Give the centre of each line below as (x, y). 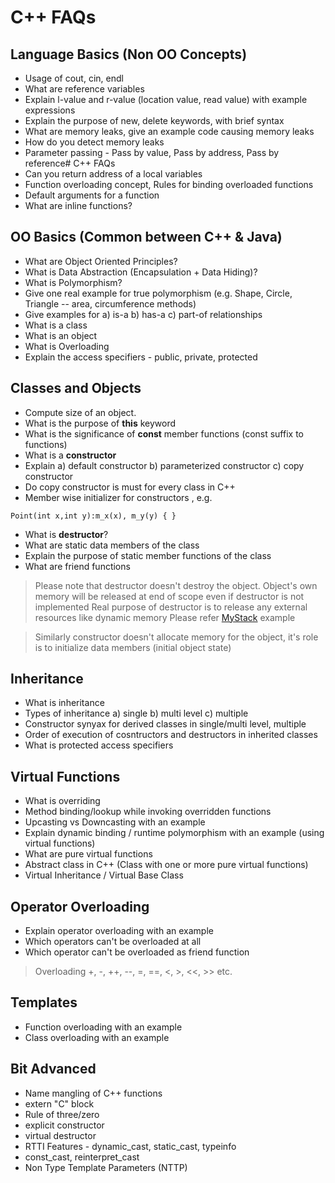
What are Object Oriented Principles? (101, 261)
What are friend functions (77, 566)
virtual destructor (60, 1135)
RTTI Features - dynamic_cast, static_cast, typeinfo (130, 1146)
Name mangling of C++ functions (93, 1093)
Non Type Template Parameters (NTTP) (106, 1167)
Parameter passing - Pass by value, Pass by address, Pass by (152, 152)
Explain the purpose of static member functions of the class (148, 555)
